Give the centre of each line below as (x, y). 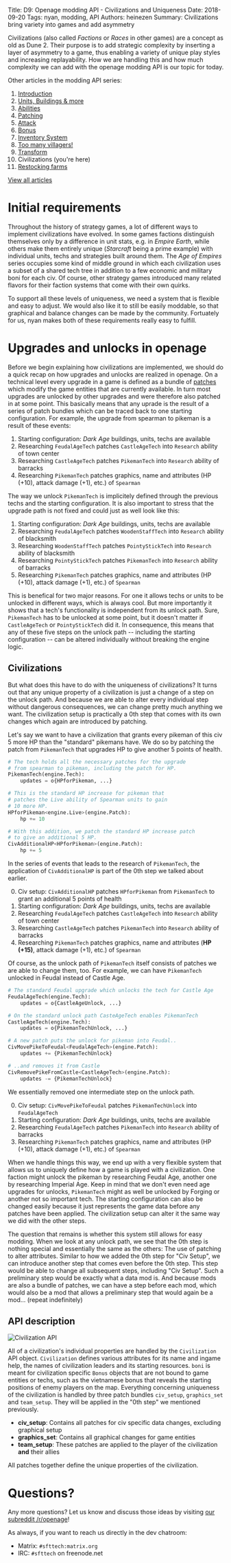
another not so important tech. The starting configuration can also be (106, 1199)
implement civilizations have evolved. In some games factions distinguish (111, 234)
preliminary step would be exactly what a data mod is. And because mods (112, 1278)
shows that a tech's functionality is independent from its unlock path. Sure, (114, 610)
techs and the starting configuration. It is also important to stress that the (111, 503)
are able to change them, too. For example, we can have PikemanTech (105, 971)
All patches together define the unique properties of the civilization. (103, 1465)
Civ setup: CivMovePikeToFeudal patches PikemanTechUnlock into (107, 1105)
